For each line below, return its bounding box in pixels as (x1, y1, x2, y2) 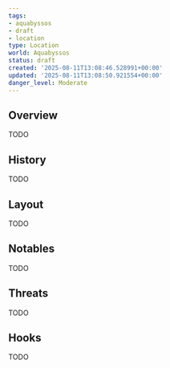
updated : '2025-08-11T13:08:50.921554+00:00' (8, 71, 163, 79)
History (8, 153, 47, 167)
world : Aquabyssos (8, 49, 70, 57)
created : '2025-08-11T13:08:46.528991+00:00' (8, 64, 163, 72)
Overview (8, 108, 59, 122)
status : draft (8, 57, 56, 65)
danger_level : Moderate (8, 79, 88, 87)
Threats (8, 286, 49, 301)
